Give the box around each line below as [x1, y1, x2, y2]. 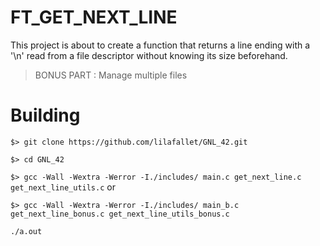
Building [10, 104, 81, 127]
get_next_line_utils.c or [10, 181, 116, 193]
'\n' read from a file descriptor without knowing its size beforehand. [10, 49, 288, 61]
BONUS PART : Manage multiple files [34, 69, 188, 81]
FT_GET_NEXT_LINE [10, 6, 178, 29]
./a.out [10, 226, 43, 236]
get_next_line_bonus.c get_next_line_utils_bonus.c [10, 209, 230, 219]
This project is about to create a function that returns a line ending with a [10, 39, 311, 51]
